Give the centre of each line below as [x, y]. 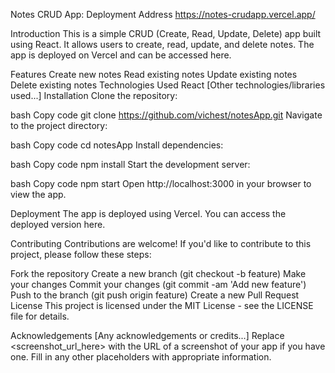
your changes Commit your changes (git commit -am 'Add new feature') [158, 284]
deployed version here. [58, 224]
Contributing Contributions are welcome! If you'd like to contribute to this [161, 243]
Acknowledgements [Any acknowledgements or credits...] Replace [147, 335]
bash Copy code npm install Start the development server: [130, 164]
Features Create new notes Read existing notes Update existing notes [154, 74]
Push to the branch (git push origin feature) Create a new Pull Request [155, 295]
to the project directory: [59, 125]
